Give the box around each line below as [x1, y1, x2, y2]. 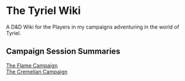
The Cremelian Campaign [6, 68, 68, 75]
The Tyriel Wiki [6, 4, 81, 17]
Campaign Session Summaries [6, 47, 121, 57]
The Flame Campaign [6, 62, 58, 69]
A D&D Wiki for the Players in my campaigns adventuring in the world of [6, 23, 180, 30]
